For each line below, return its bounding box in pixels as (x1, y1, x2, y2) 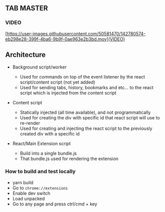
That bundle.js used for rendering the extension (20, 156, 119, 162)
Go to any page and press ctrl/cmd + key (12, 201, 98, 207)
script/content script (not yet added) (20, 79, 95, 85)
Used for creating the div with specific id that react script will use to (20, 114, 160, 120)
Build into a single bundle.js (20, 150, 77, 156)
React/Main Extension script (12, 140, 71, 147)
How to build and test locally (5, 168, 76, 175)
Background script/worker (12, 64, 67, 70)
